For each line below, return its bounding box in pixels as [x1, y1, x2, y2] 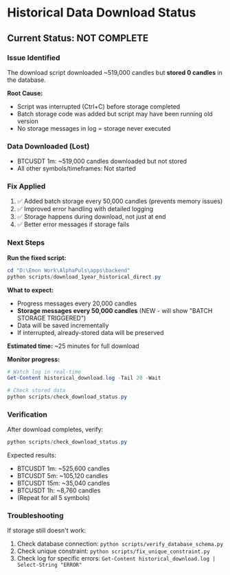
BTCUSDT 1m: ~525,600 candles [16, 464, 110, 473]
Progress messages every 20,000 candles [16, 299, 137, 307]
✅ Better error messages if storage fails [16, 220, 130, 228]
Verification [7, 409, 48, 419]
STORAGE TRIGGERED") [16, 314, 87, 322]
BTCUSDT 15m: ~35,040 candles [16, 479, 111, 488]
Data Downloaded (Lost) [7, 141, 90, 151]
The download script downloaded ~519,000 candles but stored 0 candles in [7, 68, 223, 76]
